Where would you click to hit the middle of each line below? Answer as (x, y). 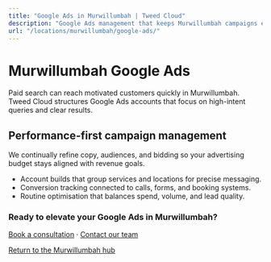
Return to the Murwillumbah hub (62, 250)
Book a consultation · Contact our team (73, 235)
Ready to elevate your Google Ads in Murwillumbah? (113, 217)
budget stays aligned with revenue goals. (77, 164)
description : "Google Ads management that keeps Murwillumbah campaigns (133, 23)
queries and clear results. (51, 110)
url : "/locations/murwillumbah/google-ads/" (84, 31)
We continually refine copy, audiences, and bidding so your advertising (126, 155)
